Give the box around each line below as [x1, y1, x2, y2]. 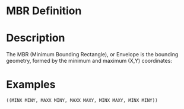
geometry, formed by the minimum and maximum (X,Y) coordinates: [6, 57, 172, 65]
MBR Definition [6, 4, 82, 18]
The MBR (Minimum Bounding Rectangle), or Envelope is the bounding [6, 51, 179, 58]
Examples [6, 78, 56, 91]
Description [6, 31, 65, 45]
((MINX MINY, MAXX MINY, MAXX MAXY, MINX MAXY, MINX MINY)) [6, 98, 158, 104]
